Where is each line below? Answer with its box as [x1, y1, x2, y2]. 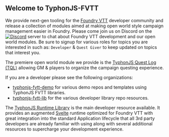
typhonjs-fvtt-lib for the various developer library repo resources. [12, 95, 149, 101]
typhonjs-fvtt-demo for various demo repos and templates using [12, 84, 147, 90]
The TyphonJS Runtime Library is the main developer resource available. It [5, 104, 160, 110]
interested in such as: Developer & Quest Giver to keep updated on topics [5, 44, 157, 50]
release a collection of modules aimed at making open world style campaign [5, 23, 164, 29]
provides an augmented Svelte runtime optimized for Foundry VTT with [5, 110, 153, 116]
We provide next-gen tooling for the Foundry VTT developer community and [5, 17, 164, 23]
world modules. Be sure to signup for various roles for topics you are [5, 39, 148, 45]
